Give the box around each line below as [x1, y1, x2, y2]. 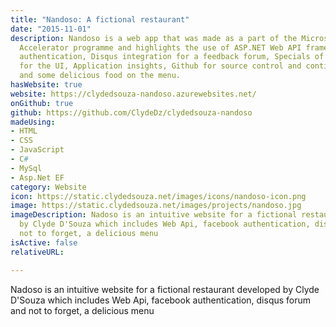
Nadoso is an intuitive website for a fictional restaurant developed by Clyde [10, 283, 320, 295]
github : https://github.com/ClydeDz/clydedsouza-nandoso [10, 107, 253, 118]
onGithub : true [10, 98, 74, 108]
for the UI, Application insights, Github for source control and [19, 61, 302, 71]
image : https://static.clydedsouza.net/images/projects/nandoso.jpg [10, 201, 302, 211]
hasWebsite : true [10, 80, 83, 90]
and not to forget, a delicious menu [10, 304, 155, 316]
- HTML [10, 126, 38, 136]
